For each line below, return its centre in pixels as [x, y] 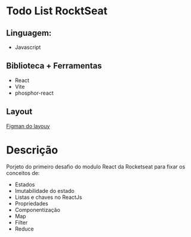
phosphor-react [34, 93]
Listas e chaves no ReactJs [48, 197]
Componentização [38, 210]
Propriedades [32, 203]
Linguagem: [29, 33]
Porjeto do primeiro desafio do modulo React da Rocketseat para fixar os [96, 166]
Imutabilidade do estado [44, 191]
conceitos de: [23, 173]
